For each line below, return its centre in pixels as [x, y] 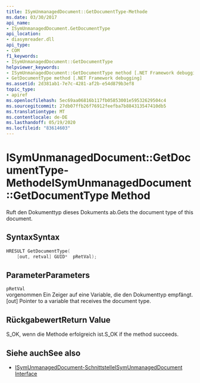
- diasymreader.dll [30, 39]
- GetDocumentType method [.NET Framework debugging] [74, 78]
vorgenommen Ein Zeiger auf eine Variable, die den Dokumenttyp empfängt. [100, 295]
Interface [26, 373]
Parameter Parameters [48, 275]
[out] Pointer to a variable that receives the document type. [79, 301]
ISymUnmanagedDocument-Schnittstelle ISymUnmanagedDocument [99, 367]
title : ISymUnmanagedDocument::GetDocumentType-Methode [77, 12]
